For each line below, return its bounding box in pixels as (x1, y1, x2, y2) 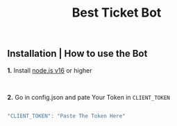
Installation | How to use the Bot (7, 48, 148, 60)
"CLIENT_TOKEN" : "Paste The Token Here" (7, 112, 126, 119)
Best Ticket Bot (71, 5, 162, 21)
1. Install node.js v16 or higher (7, 66, 92, 74)
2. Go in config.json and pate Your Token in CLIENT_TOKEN (7, 93, 170, 101)
